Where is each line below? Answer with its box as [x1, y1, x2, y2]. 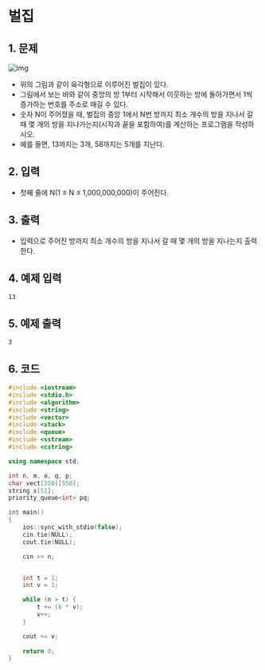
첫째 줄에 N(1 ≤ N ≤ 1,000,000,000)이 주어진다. [19, 187, 170, 197]
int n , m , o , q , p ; [8, 471, 73, 479]
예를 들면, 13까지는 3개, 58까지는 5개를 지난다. [19, 140, 165, 148]
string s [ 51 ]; [8, 487, 56, 495]
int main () [8, 508, 45, 517]
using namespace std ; [8, 457, 80, 465]
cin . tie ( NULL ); [22, 530, 73, 538]
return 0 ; [22, 647, 56, 655]
